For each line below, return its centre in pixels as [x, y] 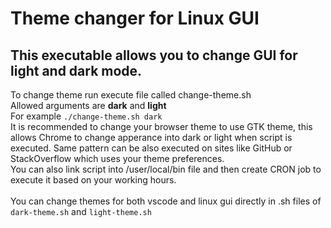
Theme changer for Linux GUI [135, 18]
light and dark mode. [76, 70]
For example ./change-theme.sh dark [86, 116]
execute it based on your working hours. [93, 180]
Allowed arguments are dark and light [88, 105]
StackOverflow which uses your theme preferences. [117, 158]
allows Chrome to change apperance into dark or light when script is [151, 137]
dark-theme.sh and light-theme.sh [81, 211]
